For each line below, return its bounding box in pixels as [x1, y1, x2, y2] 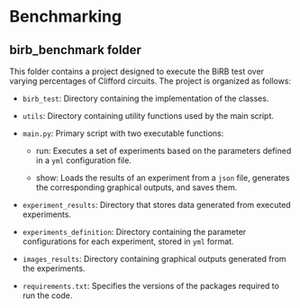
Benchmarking [9, 6, 123, 27]
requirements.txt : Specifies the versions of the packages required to [22, 281, 279, 291]
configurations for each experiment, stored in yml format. [22, 236, 234, 247]
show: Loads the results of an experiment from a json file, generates [35, 173, 290, 183]
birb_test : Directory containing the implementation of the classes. [22, 93, 269, 104]
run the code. [22, 290, 73, 301]
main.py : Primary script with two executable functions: [22, 128, 224, 139]
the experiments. [22, 263, 86, 274]
